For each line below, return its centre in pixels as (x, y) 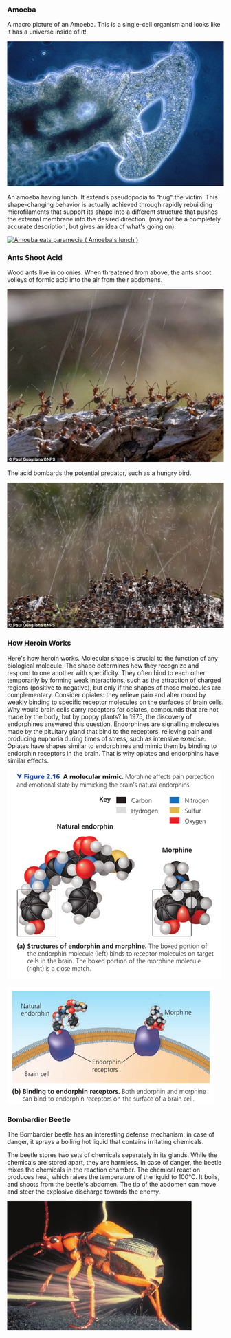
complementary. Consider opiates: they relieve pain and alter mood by (107, 694)
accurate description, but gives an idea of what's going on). (92, 226)
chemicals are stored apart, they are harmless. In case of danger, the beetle (114, 1163)
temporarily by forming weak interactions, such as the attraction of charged (114, 680)
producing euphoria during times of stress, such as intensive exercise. (107, 738)
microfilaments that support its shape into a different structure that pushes (112, 212)
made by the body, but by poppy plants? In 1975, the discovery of (100, 716)
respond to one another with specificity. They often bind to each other (107, 672)
